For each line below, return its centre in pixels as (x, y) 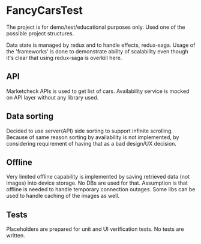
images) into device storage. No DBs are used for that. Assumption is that (97, 183)
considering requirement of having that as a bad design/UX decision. (91, 143)
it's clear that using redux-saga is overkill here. (64, 58)
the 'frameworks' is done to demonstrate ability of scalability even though (97, 51)
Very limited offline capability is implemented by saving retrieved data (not (98, 177)
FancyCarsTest (44, 10)
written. (16, 236)
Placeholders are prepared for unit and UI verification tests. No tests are (95, 229)
